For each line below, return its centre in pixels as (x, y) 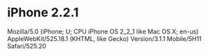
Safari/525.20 (27, 46)
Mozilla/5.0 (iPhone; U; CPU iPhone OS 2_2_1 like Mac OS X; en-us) (103, 31)
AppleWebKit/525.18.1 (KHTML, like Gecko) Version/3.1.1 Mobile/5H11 (105, 38)
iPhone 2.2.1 (43, 13)
